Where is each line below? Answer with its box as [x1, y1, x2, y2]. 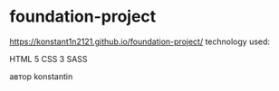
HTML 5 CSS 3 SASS [9, 53, 88, 64]
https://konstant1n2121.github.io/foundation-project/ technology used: [9, 36, 270, 47]
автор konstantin [9, 70, 73, 82]
